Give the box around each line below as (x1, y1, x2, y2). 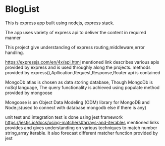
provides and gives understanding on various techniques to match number (5, 125, 158, 131)
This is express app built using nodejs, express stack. (5, 20, 114, 26)
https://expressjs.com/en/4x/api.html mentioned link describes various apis (5, 59, 160, 65)
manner (5, 35, 21, 41)
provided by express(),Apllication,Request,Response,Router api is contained (5, 69, 161, 75)
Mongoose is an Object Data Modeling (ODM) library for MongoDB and (5, 99, 150, 105)
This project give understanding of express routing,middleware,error (5, 44, 145, 50)
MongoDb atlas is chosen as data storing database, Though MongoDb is (5, 79, 153, 85)
